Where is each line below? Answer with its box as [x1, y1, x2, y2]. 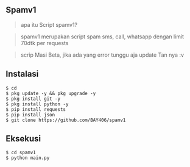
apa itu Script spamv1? [20, 21, 77, 28]
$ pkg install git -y [5, 96, 61, 102]
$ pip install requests [5, 106, 66, 112]
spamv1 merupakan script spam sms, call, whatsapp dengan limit [20, 33, 184, 40]
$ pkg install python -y [5, 101, 69, 107]
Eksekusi [5, 133, 41, 144]
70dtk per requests [20, 39, 69, 46]
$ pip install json [5, 112, 55, 118]
